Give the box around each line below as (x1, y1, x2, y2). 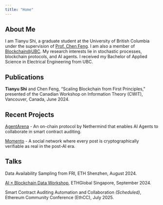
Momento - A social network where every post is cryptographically (5, 138, 139, 144)
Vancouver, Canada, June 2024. (5, 96, 70, 102)
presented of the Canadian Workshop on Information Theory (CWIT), (5, 91, 143, 97)
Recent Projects (5, 110, 54, 119)
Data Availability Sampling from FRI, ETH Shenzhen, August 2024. (5, 170, 137, 176)
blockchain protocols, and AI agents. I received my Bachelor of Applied (5, 54, 147, 60)
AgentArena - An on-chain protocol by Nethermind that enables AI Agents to (5, 123, 159, 129)
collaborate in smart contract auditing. (5, 129, 82, 135)
